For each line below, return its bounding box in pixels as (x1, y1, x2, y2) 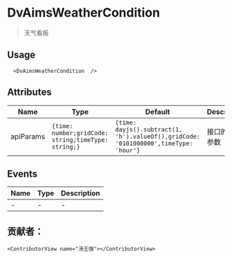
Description (61, 188, 100, 198)
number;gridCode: (51, 129, 109, 136)
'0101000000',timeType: (115, 139, 193, 147)
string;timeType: (51, 136, 109, 143)
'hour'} (115, 146, 140, 154)
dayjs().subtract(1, (115, 125, 183, 133)
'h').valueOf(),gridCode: (115, 132, 200, 140)
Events (7, 168, 38, 179)
